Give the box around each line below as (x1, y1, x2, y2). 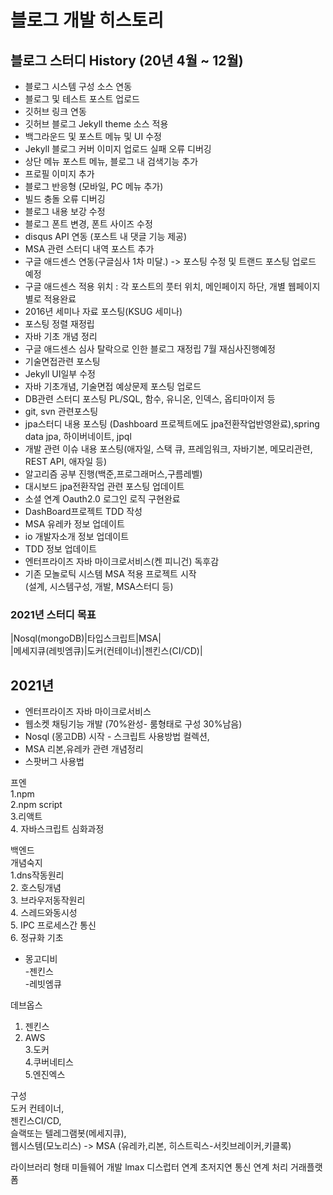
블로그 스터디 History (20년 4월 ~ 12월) (10, 52, 244, 69)
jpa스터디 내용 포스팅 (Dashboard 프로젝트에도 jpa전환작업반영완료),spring (24, 418, 320, 430)
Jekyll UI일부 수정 (24, 368, 96, 380)
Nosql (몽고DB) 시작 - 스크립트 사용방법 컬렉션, (24, 731, 210, 743)
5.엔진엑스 (24, 1069, 66, 1081)
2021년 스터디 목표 (10, 607, 97, 621)
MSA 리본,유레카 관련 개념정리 (24, 743, 144, 755)
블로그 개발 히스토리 (10, 9, 165, 32)
